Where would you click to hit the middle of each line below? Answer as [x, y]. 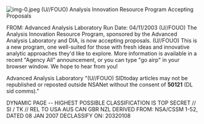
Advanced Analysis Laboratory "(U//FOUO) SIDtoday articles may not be [97, 78]
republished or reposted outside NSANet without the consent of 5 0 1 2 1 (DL [100, 84]
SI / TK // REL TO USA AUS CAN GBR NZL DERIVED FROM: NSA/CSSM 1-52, [102, 109]
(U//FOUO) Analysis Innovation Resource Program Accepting [117, 9]
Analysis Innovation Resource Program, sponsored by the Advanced [92, 34]
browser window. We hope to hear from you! [62, 66]
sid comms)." [23, 91]
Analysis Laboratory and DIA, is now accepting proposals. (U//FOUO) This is [102, 40]
